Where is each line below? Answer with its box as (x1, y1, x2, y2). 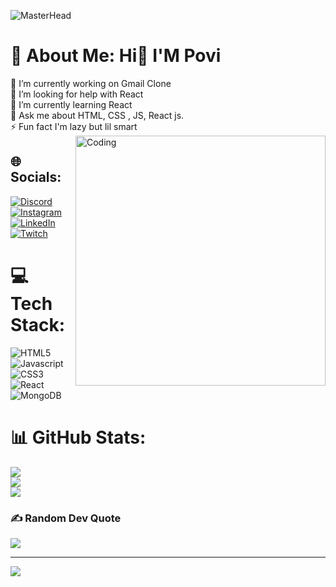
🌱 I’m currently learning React (10, 98, 133, 110)
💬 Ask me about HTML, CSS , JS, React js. (10, 109, 185, 121)
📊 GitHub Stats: (10, 426, 147, 449)
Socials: (10, 169, 62, 186)
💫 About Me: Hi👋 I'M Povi (10, 45, 222, 67)
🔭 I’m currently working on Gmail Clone (10, 77, 172, 89)
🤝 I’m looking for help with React (10, 88, 144, 100)
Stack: (10, 313, 66, 336)
